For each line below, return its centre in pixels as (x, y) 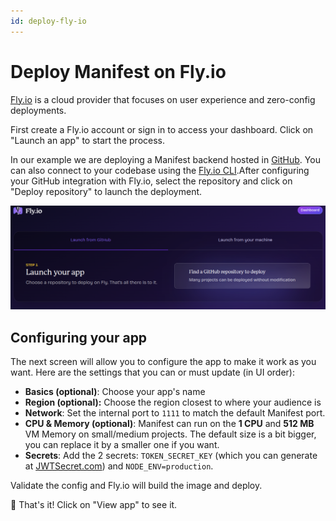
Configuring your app (79, 337)
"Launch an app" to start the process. (88, 140)
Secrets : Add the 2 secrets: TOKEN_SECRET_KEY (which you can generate (171, 456)
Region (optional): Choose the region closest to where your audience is (173, 402)
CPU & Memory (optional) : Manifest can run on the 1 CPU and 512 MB (169, 424)
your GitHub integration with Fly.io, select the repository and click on (151, 181)
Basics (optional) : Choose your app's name (115, 392)
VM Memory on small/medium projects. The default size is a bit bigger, (170, 434)
